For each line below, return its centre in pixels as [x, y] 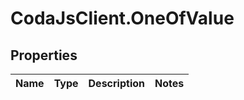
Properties [44, 55]
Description [116, 83]
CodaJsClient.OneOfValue [122, 18]
